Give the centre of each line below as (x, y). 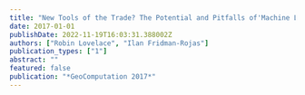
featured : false (40, 69)
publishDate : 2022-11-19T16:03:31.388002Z (91, 34)
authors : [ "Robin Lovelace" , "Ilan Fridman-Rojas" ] (109, 43)
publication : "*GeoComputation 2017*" (83, 77)
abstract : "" (34, 60)
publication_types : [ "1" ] (58, 52)
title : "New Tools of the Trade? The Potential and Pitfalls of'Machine (150, 18)
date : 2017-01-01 (42, 26)
